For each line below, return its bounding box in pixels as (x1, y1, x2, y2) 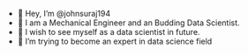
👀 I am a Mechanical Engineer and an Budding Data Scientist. (17, 17, 240, 28)
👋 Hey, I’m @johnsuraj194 (17, 9, 111, 18)
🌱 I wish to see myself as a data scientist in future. (17, 27, 200, 37)
